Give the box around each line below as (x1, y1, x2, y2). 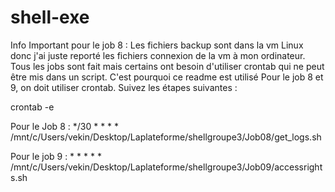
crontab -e (10, 101, 55, 113)
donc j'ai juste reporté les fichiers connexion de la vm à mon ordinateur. (10, 49, 306, 61)
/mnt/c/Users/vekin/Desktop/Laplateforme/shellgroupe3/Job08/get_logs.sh (10, 131, 322, 143)
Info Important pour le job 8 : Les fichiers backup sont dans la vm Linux (10, 39, 304, 51)
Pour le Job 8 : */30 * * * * (10, 120, 120, 132)
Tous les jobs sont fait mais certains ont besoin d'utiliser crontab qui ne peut (10, 60, 325, 72)
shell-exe (10, 6, 90, 29)
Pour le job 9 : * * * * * (10, 150, 102, 162)
